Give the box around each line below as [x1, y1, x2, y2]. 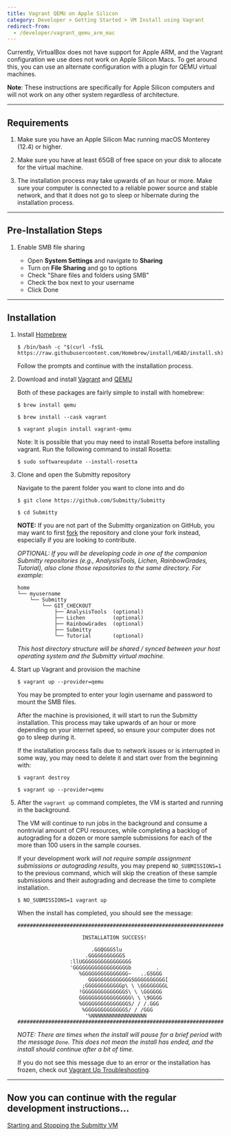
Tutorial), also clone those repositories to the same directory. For [16, 563, 201, 571]
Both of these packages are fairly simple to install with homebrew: [16, 388, 205, 396]
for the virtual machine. [16, 163, 84, 172]
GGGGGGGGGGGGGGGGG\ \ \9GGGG [78, 994, 163, 1001]
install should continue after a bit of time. [16, 1045, 134, 1053]
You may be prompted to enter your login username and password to [16, 690, 213, 699]
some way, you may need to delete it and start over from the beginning [16, 754, 218, 762]
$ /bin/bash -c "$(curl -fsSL [16, 343, 104, 351]
